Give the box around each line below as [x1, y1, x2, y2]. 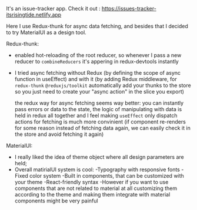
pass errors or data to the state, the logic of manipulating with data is [14, 106, 182, 112]
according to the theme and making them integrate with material [14, 191, 171, 198]
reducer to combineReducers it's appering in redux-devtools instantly [14, 58, 179, 65]
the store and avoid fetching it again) [14, 131, 104, 138]
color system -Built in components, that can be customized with [29, 172, 184, 179]
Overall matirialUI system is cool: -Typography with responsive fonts [14, 166, 181, 173]
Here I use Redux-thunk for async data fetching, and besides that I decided [6, 23, 188, 29]
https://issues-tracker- [101, 5, 157, 12]
